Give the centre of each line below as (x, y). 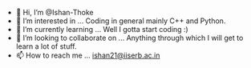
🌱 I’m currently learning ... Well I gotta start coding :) (102, 29)
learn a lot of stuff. (46, 46)
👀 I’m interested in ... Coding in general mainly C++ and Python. (121, 21)
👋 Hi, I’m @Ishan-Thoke (55, 12)
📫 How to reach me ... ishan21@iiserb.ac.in (88, 55)
